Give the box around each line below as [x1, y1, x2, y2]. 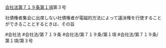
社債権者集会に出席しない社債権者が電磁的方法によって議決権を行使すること [5, 15, 162, 21]
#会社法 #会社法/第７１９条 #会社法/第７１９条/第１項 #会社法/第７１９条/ [5, 32, 159, 37]
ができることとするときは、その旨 [5, 21, 75, 27]
